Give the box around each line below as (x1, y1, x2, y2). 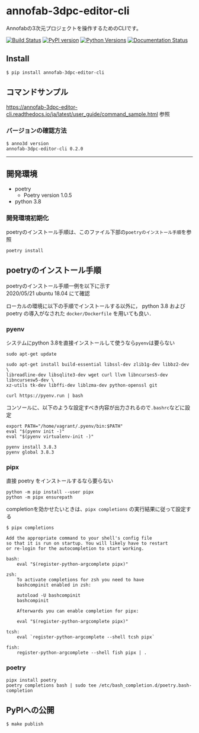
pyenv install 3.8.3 (6, 444, 57, 450)
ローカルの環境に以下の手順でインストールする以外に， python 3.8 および (6, 302, 185, 309)
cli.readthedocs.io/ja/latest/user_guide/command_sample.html (6, 110, 158, 117)
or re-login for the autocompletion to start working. (6, 546, 145, 552)
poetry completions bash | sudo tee (6, 682, 97, 688)
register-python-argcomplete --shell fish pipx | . (17, 650, 147, 656)
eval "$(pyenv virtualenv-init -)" (6, 434, 94, 440)
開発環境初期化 (6, 214, 49, 222)
